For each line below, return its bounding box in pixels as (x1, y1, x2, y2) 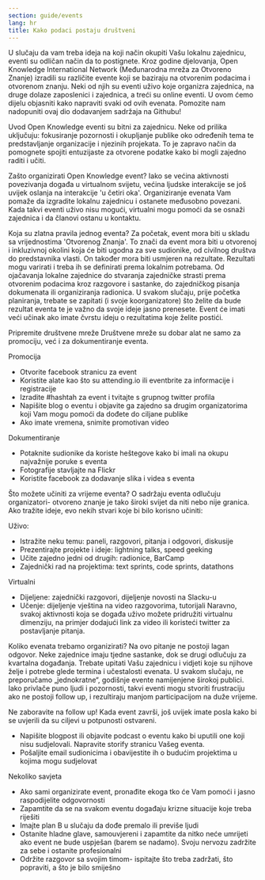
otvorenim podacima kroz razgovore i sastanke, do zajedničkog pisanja (8, 279, 240, 289)
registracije (19, 384, 57, 394)
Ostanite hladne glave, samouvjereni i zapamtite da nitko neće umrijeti (19, 829, 248, 839)
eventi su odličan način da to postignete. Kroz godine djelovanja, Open (8, 56, 239, 66)
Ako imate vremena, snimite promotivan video (19, 417, 169, 428)
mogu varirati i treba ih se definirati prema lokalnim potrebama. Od (8, 262, 225, 272)
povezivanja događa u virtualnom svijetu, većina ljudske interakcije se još (8, 180, 247, 189)
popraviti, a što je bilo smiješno (19, 863, 121, 872)
